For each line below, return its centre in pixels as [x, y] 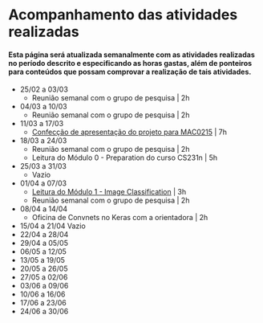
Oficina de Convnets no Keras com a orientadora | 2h [120, 218]
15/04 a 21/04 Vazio [53, 226]
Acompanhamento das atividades [123, 15]
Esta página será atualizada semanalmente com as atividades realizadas [131, 55]
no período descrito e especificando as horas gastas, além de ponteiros [130, 63]
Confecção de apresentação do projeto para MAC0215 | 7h [129, 132]
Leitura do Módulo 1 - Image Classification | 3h [109, 192]
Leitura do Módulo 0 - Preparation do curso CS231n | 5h [125, 157]
